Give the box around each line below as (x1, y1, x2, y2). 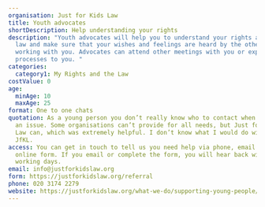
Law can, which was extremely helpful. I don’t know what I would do (15, 128, 248, 136)
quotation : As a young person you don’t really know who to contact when (8, 114, 256, 122)
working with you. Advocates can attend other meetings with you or (15, 48, 245, 56)
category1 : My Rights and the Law (15, 70, 129, 78)
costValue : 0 (8, 77, 51, 85)
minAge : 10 (15, 92, 51, 100)
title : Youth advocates (8, 19, 87, 27)
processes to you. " (15, 56, 83, 64)
